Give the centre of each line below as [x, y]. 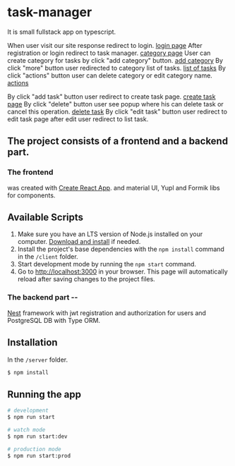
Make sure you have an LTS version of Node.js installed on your [110, 234]
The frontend [30, 172]
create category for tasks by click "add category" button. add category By [115, 60]
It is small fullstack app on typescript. [62, 32]
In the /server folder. [38, 360]
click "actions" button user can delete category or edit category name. [110, 75]
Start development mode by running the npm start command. [107, 264]
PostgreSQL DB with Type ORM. [54, 320]
